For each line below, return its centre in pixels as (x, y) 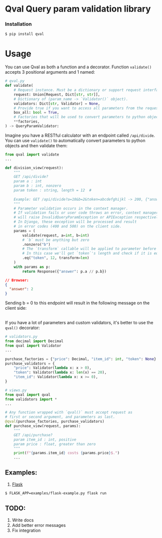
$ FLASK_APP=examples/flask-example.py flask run (56, 493)
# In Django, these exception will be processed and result (75, 222)
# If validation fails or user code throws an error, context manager (86, 213)
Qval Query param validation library (78, 9)
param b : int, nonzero (38, 186)
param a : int (28, 181)
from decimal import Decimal (34, 341)
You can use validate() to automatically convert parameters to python (75, 140)
